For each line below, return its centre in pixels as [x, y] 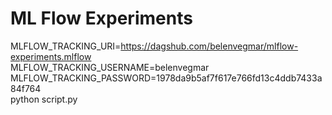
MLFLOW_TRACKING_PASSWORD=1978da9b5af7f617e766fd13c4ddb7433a [166, 78]
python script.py [44, 99]
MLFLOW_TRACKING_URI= [66, 46]
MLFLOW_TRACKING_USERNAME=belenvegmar [110, 67]
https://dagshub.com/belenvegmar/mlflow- [209, 46]
